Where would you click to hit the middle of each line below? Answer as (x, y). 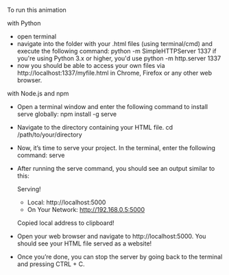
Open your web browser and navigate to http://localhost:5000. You (111, 236)
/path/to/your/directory (49, 134)
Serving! (29, 189)
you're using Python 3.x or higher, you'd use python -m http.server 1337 (119, 58)
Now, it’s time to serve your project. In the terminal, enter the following (116, 148)
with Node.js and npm (38, 93)
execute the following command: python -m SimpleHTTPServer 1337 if (117, 51)
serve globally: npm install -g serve (67, 114)
